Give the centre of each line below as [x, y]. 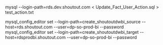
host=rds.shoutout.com [29, 27]
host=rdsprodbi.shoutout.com [35, 37]
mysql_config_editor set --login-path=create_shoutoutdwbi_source [73, 22]
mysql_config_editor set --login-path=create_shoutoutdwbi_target [72, 32]
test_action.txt [19, 12]
